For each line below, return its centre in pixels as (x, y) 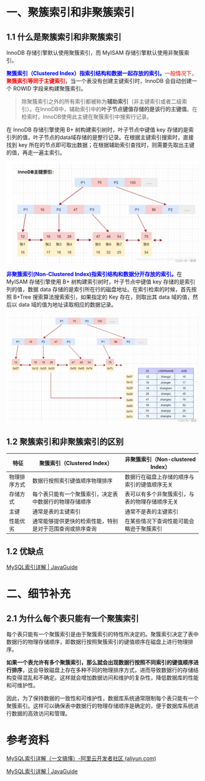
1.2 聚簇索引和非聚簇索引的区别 (65, 442)
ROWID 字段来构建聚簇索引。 (50, 88)
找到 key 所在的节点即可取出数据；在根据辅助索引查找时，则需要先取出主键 (100, 145)
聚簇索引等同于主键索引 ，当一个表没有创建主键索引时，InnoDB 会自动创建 (99, 81)
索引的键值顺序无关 (149, 485)
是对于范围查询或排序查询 (65, 529)
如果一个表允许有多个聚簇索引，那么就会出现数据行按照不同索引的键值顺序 (100, 663)
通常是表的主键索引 (57, 511)
